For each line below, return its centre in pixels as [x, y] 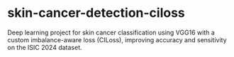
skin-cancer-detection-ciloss [96, 13]
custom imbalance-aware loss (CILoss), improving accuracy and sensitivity [117, 39]
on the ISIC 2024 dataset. [45, 47]
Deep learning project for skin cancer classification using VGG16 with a [111, 32]
